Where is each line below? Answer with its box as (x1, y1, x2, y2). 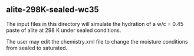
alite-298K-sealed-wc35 (6, 5, 99, 15)
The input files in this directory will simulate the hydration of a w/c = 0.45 (6, 20, 184, 27)
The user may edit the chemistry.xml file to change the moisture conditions (6, 38, 188, 45)
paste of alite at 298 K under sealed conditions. (6, 27, 121, 34)
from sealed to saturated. (6, 44, 68, 51)
